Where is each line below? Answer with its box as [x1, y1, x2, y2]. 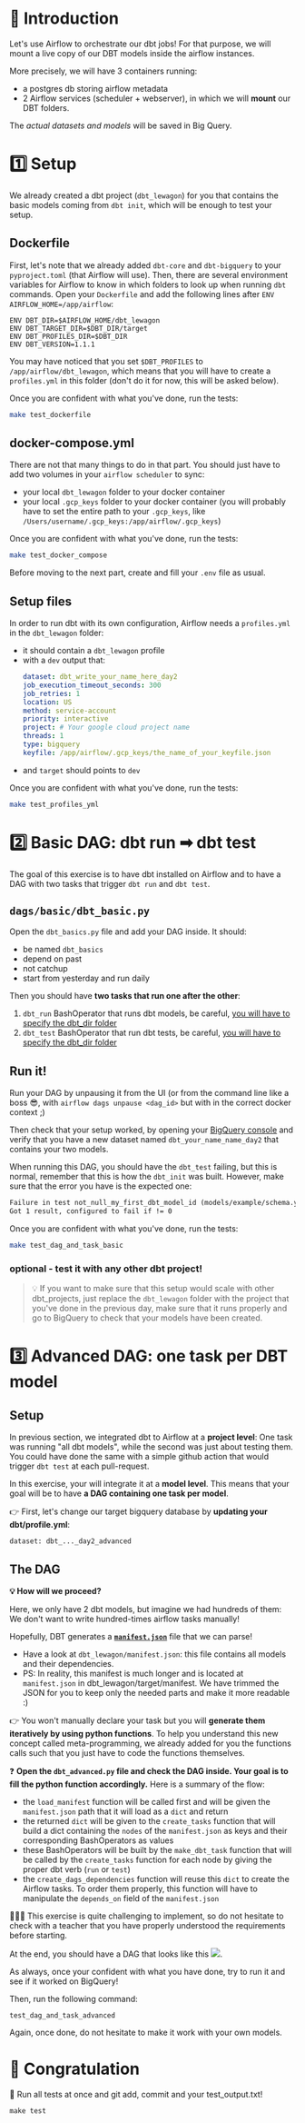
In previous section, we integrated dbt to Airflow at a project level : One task [9, 1431, 293, 1443]
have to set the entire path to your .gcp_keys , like [22, 506, 206, 517]
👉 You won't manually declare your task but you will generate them [9, 1715, 266, 1726]
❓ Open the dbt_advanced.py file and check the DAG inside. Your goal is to [9, 1765, 289, 1776]
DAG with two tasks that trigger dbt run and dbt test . [9, 878, 211, 889]
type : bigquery [22, 740, 81, 749]
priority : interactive [22, 714, 109, 723]
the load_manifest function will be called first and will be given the [22, 1796, 271, 1807]
